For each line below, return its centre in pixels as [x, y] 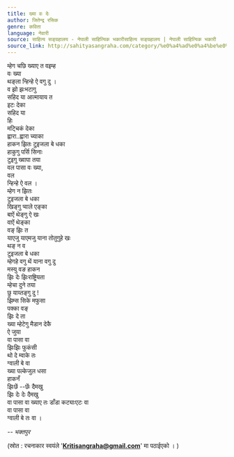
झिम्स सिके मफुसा [26, 300]
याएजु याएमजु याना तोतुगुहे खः [39, 238]
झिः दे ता [16, 316]
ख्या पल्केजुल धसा [27, 371]
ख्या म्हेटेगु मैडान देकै [29, 324]
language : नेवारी [28, 33]
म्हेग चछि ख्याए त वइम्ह [32, 66]
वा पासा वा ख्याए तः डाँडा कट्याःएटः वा [48, 402]
